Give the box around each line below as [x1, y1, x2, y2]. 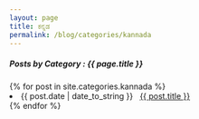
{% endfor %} [9, 101, 62, 112]
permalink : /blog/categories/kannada [9, 30, 152, 39]
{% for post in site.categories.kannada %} [9, 81, 166, 92]
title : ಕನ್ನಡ [9, 22, 51, 31]
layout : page [9, 13, 59, 23]
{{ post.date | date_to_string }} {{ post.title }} [21, 91, 191, 102]
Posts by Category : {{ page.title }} [9, 58, 143, 69]
